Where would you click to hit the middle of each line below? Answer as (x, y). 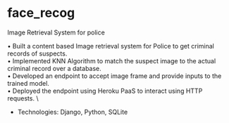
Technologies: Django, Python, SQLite (73, 112)
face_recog (41, 13)
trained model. (28, 83)
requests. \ (23, 98)
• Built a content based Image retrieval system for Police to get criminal (111, 46)
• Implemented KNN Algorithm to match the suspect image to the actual (112, 60)
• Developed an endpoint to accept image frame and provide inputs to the (114, 76)
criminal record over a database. (55, 68)
